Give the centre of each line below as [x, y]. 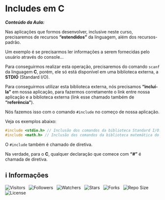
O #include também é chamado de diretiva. [49, 144]
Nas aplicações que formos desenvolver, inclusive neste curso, [69, 32]
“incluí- [150, 86]
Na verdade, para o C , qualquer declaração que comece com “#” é [73, 154]
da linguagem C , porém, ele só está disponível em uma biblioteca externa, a [82, 71]
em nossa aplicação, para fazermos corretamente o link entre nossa [81, 92]
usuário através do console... [34, 57]
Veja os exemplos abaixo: [31, 121]
